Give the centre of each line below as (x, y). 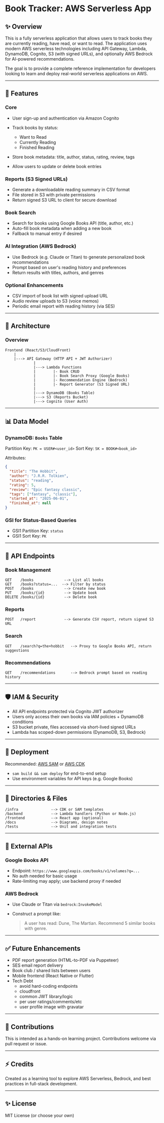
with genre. (36, 929)
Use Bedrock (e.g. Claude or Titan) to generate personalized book (79, 257)
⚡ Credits (19, 1064)
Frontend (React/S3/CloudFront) (38, 350)
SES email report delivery (38, 965)
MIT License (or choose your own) (40, 1115)
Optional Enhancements (34, 285)
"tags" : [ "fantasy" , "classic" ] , (43, 494)
